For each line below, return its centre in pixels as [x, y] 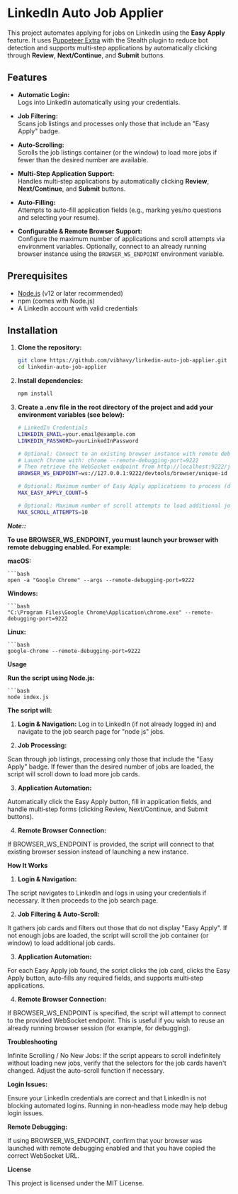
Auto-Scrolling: [41, 145]
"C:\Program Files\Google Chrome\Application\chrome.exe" [95, 612]
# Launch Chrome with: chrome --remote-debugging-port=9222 [108, 460]
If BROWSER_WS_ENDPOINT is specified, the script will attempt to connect [117, 1012]
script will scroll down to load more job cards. [74, 774]
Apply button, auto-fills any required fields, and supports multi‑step [106, 978]
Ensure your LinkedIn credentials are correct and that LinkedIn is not [107, 1098]
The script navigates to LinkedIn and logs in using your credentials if [107, 893]
